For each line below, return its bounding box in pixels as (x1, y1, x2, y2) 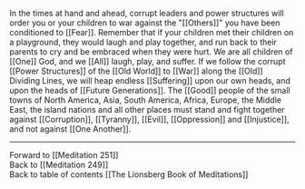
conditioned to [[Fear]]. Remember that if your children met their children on (9, 27, 294, 37)
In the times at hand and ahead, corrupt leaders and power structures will (9, 8, 284, 18)
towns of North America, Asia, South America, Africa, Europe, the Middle (9, 94, 281, 105)
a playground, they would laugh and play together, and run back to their (9, 36, 277, 47)
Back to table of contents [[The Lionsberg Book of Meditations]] (9, 169, 249, 180)
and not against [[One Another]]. (9, 124, 132, 134)
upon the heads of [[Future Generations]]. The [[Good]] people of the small (9, 85, 290, 95)
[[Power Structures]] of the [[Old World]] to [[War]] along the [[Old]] (9, 65, 263, 76)
